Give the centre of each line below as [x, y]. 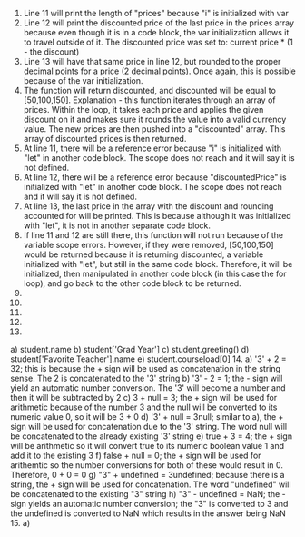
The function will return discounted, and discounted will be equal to [149, 90]
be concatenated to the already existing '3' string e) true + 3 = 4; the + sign [152, 436]
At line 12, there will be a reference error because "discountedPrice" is [155, 177]
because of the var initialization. [83, 80]
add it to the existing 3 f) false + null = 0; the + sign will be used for [136, 455]
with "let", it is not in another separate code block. [117, 225]
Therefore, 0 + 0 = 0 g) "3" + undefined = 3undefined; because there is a [148, 475]
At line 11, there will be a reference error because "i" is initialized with [152, 148]
